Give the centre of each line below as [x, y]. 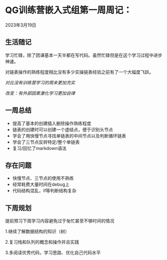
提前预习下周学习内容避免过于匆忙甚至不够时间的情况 [60, 221]
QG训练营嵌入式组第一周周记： [69, 10]
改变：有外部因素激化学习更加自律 [40, 93]
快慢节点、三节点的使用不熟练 [43, 178]
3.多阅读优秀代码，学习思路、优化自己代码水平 [53, 253]
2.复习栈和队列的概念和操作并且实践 [42, 242]
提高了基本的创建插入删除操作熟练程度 [52, 123]
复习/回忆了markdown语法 [39, 148]
